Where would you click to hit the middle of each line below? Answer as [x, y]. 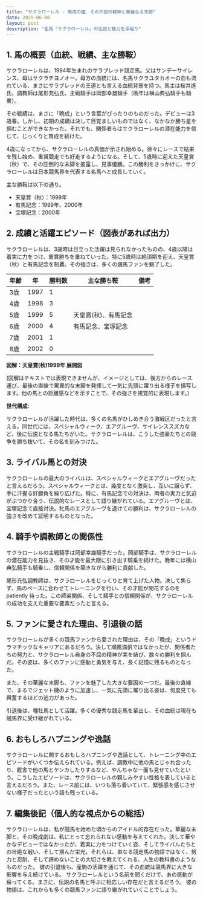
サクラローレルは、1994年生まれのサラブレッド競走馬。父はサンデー [92, 71]
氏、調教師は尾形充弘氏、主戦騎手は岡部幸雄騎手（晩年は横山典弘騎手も [96, 93]
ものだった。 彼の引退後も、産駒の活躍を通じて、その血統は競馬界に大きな [99, 867]
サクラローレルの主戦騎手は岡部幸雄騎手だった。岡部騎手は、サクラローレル [101, 552]
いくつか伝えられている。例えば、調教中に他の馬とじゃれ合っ [109, 762]
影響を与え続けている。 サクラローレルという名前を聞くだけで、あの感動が [100, 874]
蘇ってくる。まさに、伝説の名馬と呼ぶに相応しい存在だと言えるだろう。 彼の [102, 882]
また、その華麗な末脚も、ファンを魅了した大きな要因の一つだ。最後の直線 [99, 683]
